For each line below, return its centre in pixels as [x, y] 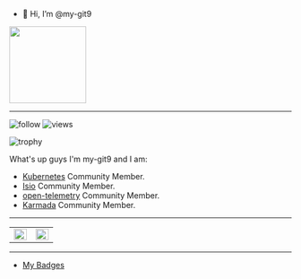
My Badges [43, 265]
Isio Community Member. [69, 186]
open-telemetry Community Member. [91, 196]
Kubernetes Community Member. [83, 176]
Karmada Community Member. [79, 205]
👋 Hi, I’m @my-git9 [57, 14]
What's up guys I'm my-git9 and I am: [78, 159]
